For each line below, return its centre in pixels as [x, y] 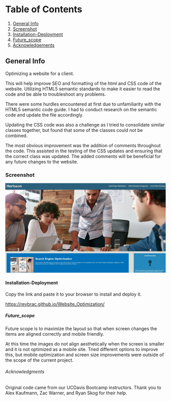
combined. [17, 136]
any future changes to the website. [42, 162]
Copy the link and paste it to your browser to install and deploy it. [73, 294]
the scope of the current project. [39, 360]
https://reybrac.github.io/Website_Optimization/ [55, 304]
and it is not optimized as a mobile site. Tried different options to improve [82, 349]
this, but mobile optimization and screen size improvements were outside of [85, 355]
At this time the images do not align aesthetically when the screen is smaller [85, 344]
